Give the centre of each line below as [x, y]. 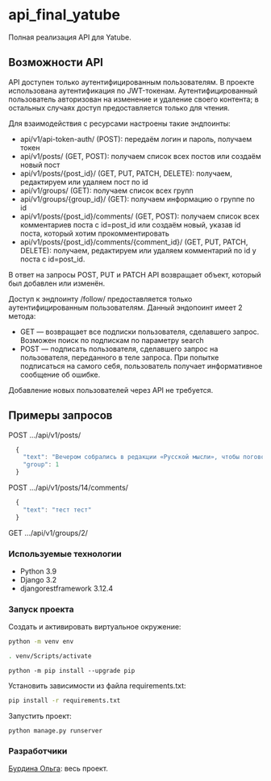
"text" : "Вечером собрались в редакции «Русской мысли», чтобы [131, 457]
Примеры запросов [60, 416]
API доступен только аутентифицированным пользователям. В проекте [131, 81]
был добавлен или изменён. [57, 283]
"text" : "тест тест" [57, 510]
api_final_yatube [65, 15]
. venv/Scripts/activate [50, 656]
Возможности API [56, 63]
